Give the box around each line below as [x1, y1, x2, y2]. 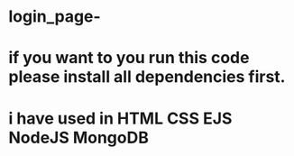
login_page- [8, 6, 101, 27]
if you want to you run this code [8, 48, 250, 69]
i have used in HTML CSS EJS [8, 108, 233, 128]
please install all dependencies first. [8, 67, 286, 87]
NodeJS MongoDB [8, 127, 150, 148]
